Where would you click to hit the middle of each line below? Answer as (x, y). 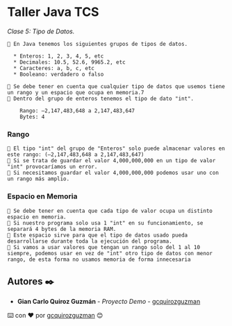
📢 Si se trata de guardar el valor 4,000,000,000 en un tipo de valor (111, 161)
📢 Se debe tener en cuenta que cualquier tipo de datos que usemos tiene (116, 86)
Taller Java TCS (53, 12)
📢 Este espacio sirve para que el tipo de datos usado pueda (98, 235)
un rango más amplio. (39, 179)
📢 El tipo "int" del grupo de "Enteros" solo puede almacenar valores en (116, 149)
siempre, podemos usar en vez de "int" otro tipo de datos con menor (110, 253)
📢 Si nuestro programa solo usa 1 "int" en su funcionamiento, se (105, 223)
